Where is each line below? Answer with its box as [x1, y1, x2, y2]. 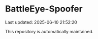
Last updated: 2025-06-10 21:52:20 [5, 19, 77, 25]
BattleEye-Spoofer [5, 3, 83, 14]
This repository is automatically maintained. [5, 28, 94, 34]
